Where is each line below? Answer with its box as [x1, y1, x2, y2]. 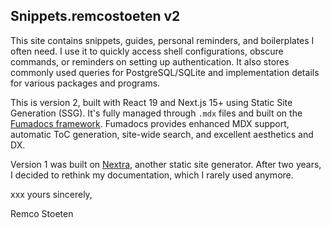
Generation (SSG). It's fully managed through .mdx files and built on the [10, 107, 303, 119]
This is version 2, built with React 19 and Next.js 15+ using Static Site [10, 96, 293, 108]
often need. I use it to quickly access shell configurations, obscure [10, 45, 284, 57]
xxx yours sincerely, [10, 188, 93, 200]
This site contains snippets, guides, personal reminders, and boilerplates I [10, 34, 315, 46]
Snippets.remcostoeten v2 [10, 8, 181, 25]
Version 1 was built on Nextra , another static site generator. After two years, [10, 158, 322, 170]
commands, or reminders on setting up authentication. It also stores [10, 55, 290, 68]
